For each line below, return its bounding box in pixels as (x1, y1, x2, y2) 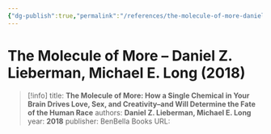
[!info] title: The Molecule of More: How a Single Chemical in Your (27, 90, 250, 100)
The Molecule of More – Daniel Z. (7, 46, 233, 65)
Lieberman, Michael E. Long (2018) (7, 64, 246, 82)
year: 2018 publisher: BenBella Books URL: (27, 116, 171, 126)
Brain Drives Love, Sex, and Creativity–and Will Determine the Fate (27, 98, 256, 109)
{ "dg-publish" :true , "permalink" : (7, 11, 121, 20)
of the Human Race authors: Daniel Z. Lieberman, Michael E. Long (27, 107, 252, 117)
